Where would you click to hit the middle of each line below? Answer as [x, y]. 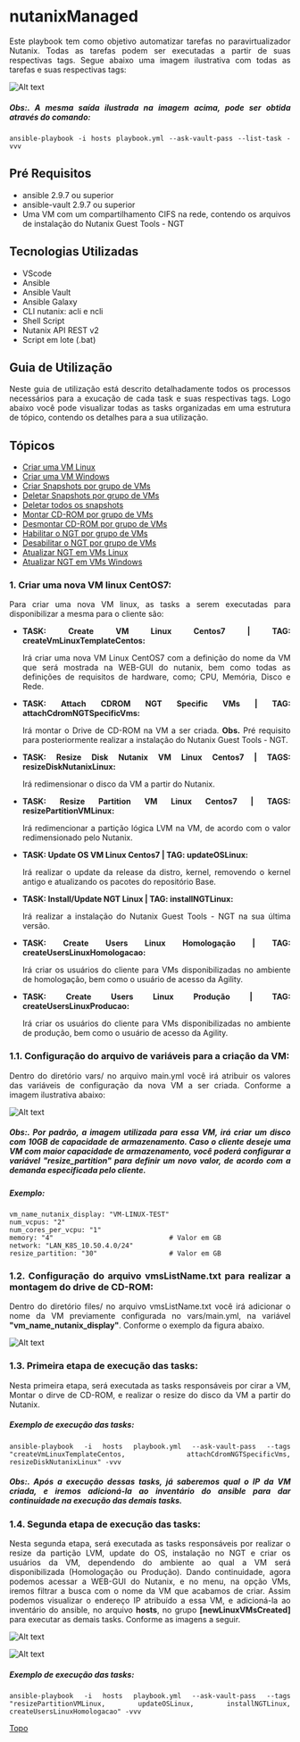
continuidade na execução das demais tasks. [96, 1501]
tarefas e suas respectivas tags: [68, 70]
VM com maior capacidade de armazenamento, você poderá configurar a [150, 1151]
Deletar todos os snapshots [73, 505]
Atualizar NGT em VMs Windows [82, 562]
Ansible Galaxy [50, 302]
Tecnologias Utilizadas [74, 252]
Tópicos [32, 445]
